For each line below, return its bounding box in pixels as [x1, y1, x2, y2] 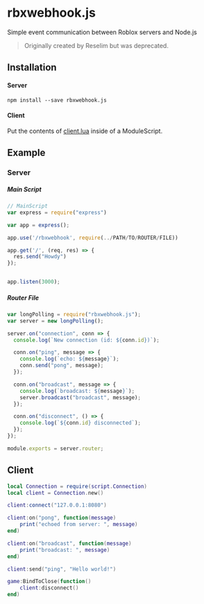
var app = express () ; [7, 222, 70, 229]
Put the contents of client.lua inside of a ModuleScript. [7, 127, 163, 135]
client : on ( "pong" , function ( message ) [7, 514, 117, 522]
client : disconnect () [19, 584, 79, 591]
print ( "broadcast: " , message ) [19, 546, 110, 553]
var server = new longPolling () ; [7, 317, 104, 325]
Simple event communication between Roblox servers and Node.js [7, 28, 198, 36]
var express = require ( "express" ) [7, 209, 108, 216]
